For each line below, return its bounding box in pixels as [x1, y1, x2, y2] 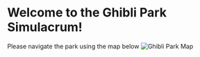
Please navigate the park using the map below [7, 42, 140, 50]
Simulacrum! [7, 19, 83, 35]
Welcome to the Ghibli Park [7, 5, 167, 21]
